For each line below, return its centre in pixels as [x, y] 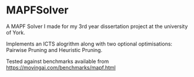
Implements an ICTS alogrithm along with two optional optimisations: [89, 44]
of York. [16, 32]
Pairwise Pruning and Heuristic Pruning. [54, 50]
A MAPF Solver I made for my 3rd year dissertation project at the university [97, 26]
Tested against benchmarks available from [58, 61]
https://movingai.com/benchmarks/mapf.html [61, 67]
